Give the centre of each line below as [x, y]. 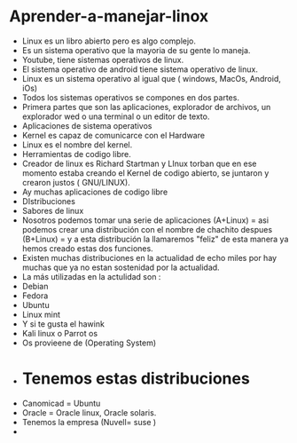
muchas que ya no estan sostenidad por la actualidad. [121, 267]
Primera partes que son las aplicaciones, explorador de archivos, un [146, 107]
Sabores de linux [53, 210]
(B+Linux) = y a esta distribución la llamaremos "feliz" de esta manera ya [155, 239]
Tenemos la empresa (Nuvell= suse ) [89, 422]
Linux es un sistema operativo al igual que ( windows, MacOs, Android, [151, 78]
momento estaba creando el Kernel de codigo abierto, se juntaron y [145, 173]
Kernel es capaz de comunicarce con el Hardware [113, 135]
